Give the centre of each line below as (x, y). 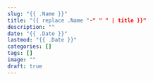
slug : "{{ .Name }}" (38, 14)
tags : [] (20, 54)
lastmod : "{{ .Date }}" (42, 40)
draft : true (25, 66)
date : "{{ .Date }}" (38, 33)
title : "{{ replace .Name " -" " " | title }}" (77, 20)
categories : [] (30, 46)
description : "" (31, 27)
